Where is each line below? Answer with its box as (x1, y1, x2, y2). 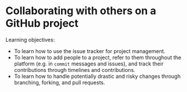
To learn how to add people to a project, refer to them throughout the (14, 54, 182, 61)
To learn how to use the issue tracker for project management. (14, 47, 166, 54)
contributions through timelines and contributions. (14, 66, 136, 73)
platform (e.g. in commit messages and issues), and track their (14, 60, 164, 67)
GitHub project (5, 17, 79, 30)
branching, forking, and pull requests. (14, 78, 105, 86)
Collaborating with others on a (5, 4, 156, 18)
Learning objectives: (5, 36, 55, 43)
